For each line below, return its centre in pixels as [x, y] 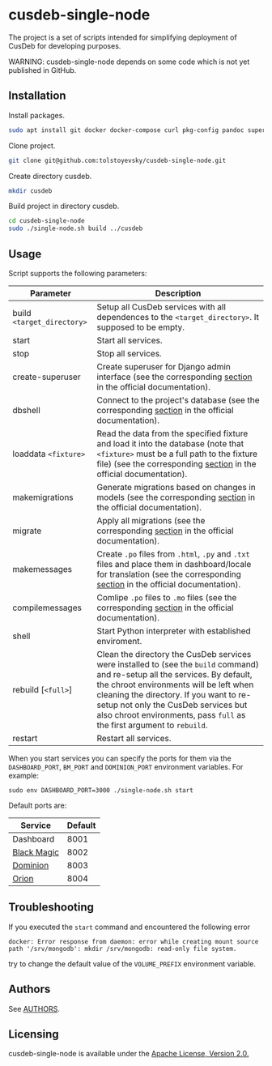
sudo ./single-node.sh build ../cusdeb [76, 228]
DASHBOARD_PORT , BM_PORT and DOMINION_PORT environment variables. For [126, 766]
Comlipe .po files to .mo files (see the [167, 597]
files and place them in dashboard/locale [174, 564]
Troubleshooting [51, 908]
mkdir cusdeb [30, 191]
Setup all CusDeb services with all [161, 307]
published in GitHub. [42, 70]
